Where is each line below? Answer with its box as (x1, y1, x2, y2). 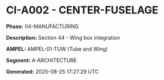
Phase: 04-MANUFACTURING (6, 23, 79, 30)
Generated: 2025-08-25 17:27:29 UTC (6, 68, 99, 75)
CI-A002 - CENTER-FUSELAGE (6, 4, 159, 17)
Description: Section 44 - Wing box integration (6, 34, 120, 41)
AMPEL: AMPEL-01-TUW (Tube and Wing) (6, 45, 108, 53)
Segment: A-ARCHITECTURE (6, 57, 77, 64)
